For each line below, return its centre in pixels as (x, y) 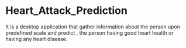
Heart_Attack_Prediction (67, 11)
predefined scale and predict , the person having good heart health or (89, 32)
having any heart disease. (37, 39)
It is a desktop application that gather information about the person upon (93, 27)
